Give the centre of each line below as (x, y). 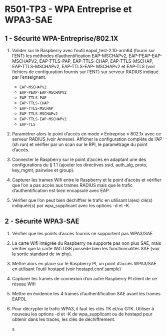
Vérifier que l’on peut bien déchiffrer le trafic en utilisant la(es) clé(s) (82, 200)
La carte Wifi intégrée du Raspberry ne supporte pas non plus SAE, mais (86, 243)
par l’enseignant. (29, 77)
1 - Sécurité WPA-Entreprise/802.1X (61, 38)
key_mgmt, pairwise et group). (43, 170)
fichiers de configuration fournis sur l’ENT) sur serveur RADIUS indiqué (85, 72)
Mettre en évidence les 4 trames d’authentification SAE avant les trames (86, 293)
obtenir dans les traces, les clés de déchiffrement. (63, 319)
